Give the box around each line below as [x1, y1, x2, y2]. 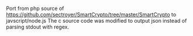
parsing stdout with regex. [6, 23, 69, 30]
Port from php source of [6, 5, 64, 12]
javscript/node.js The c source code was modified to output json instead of [6, 17, 187, 24]
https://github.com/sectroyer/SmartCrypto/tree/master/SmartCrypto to [6, 11, 177, 18]
